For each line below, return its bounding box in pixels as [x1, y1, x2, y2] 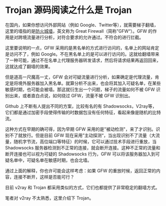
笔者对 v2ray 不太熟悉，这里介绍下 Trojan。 [5, 195, 94, 201]
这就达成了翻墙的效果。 [5, 63, 53, 69]
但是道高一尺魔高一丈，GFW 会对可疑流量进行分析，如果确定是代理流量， [5, 74, 155, 80]
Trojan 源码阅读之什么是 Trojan [5, 4, 132, 16]
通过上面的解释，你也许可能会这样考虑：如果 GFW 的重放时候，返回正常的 [5, 167, 157, 174]
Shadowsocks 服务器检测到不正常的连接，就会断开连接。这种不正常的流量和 [5, 144, 161, 150]
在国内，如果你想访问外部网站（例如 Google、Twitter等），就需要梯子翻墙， [5, 22, 159, 28]
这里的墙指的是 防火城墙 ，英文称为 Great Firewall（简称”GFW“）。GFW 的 [5, 28, 153, 34]
